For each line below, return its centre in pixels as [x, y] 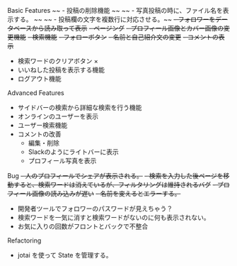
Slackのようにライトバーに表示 [73, 152]
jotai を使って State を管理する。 [65, 255]
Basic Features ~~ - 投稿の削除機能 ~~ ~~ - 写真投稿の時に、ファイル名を [115, 10]
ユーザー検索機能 [42, 125]
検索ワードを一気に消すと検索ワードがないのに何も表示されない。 [114, 217]
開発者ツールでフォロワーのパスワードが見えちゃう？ [95, 209]
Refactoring [24, 240]
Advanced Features [36, 93]
